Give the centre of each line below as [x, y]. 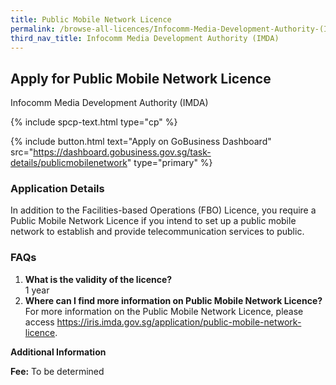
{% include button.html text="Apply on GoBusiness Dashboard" [141, 142]
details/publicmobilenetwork [69, 163]
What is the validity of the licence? [98, 279]
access [39, 322]
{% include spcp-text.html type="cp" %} [94, 122]
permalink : [33, 29]
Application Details [57, 189]
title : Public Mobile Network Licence [91, 19]
